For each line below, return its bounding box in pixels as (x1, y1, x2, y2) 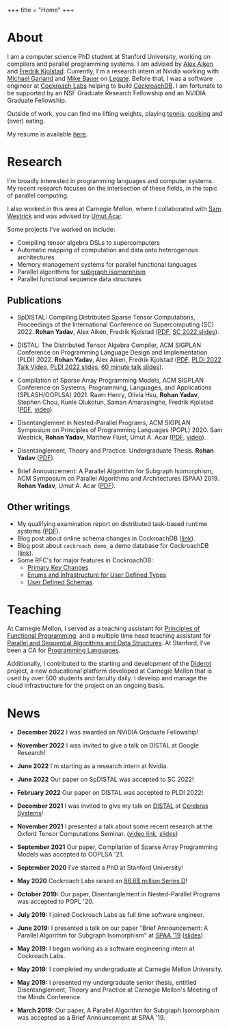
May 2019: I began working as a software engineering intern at (16, 944, 195, 953)
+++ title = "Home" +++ (7, 6, 75, 14)
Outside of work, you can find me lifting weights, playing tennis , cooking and (7, 109, 223, 117)
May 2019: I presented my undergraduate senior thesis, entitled (16, 979, 197, 987)
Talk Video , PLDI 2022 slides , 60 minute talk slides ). (16, 363, 164, 371)
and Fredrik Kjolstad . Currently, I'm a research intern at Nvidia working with (7, 67, 219, 75)
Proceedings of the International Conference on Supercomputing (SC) (16, 320, 214, 328)
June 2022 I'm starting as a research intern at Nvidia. (16, 762, 169, 770)
